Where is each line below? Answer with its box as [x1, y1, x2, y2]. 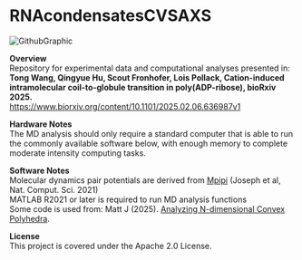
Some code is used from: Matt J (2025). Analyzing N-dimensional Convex [9, 203, 286, 214]
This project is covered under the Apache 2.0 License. [9, 240, 212, 251]
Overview [9, 53, 47, 63]
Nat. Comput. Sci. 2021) [9, 184, 99, 195]
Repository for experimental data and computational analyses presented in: [9, 63, 290, 73]
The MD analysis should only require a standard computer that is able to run [9, 128, 294, 139]
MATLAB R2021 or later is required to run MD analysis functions [9, 194, 248, 205]
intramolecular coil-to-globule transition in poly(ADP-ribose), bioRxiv [9, 82, 277, 92]
